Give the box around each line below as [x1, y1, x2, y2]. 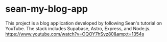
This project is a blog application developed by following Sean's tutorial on [5, 20, 162, 26]
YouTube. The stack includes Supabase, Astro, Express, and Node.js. [5, 25, 151, 31]
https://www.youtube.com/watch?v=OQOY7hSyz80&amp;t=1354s [5, 31, 145, 37]
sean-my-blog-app [5, 3, 88, 15]
